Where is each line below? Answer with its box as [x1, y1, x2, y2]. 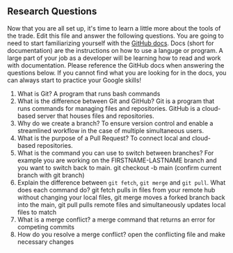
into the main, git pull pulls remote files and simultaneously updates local [17, 200, 226, 208]
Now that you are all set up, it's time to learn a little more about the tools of [7, 24, 221, 32]
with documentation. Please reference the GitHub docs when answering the [7, 61, 225, 69]
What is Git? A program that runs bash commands [17, 89, 161, 98]
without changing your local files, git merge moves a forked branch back [17, 193, 225, 201]
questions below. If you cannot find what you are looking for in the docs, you [7, 68, 227, 77]
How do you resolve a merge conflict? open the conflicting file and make [17, 230, 226, 238]
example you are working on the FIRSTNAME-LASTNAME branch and [17, 156, 217, 164]
